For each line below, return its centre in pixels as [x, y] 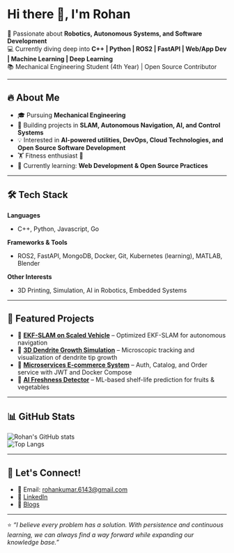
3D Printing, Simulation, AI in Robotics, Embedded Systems [102, 290]
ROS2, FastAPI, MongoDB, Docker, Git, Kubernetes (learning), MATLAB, [120, 256]
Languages [24, 215]
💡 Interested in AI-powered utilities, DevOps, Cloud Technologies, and [120, 139]
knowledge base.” [33, 542]
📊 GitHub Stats [41, 417]
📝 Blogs [28, 504]
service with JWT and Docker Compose [75, 372]
